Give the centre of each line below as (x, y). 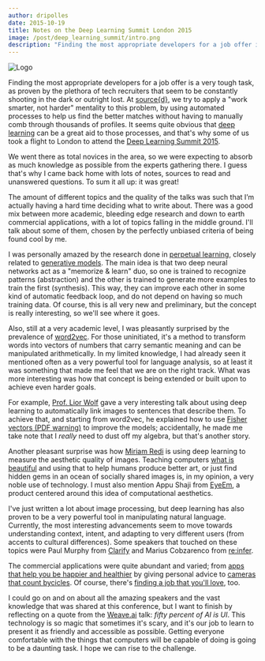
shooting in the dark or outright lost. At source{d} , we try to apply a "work (128, 100)
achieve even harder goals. (52, 387)
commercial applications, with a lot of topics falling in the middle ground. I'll (131, 223)
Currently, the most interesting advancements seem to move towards (120, 525)
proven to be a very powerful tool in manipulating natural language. (117, 517)
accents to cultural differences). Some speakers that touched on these (123, 543)
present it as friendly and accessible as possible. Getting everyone (116, 632)
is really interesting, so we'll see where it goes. (84, 314)
